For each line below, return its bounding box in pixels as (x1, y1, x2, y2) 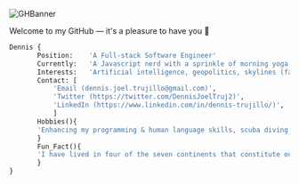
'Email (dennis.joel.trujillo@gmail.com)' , (53, 84, 217, 93)
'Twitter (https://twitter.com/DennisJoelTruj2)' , (53, 92, 245, 101)
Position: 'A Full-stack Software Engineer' (36, 51, 217, 60)
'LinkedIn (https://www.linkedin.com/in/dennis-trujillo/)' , (53, 100, 285, 110)
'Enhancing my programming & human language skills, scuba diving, (36, 125, 293, 134)
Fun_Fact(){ (36, 142, 82, 151)
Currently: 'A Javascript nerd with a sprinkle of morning (36, 59, 269, 68)
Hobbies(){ (36, 116, 77, 126)
